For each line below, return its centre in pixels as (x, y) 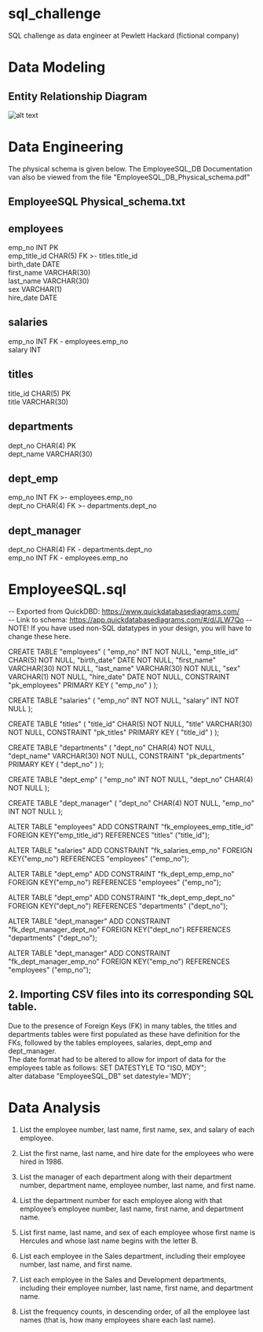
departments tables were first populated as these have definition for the (124, 1034)
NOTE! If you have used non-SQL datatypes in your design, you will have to (130, 628)
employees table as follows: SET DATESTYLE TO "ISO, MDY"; (107, 1068)
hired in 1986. (42, 1161)
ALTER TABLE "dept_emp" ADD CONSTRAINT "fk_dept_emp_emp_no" (121, 874)
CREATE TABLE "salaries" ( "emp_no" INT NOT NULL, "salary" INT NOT (124, 700)
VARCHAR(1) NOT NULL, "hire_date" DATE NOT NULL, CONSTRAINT (119, 677)
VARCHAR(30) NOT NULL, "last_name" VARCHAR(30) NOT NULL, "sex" (124, 669)
